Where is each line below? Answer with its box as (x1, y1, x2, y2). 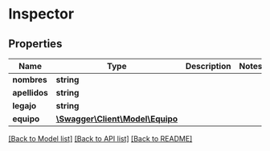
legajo (12, 100, 37, 111)
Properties (8, 37, 63, 51)
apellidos (12, 88, 48, 98)
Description (185, 61, 231, 71)
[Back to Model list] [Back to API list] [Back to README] (8, 134, 193, 143)
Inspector (8, 5, 75, 23)
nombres (12, 74, 48, 85)
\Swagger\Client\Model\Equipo (55, 113, 178, 124)
